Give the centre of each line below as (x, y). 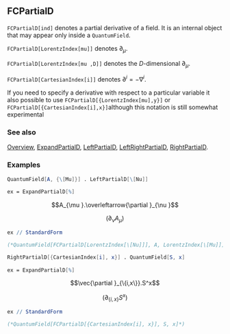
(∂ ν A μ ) (115, 219)
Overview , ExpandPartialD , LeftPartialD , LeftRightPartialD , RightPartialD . (108, 147)
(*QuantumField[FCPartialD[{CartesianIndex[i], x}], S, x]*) (96, 324)
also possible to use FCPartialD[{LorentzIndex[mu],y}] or (89, 100)
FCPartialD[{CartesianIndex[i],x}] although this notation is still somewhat (113, 107)
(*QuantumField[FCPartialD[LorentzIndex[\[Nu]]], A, (84, 245)
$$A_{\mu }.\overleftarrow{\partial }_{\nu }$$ (115, 205)
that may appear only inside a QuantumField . (69, 35)
